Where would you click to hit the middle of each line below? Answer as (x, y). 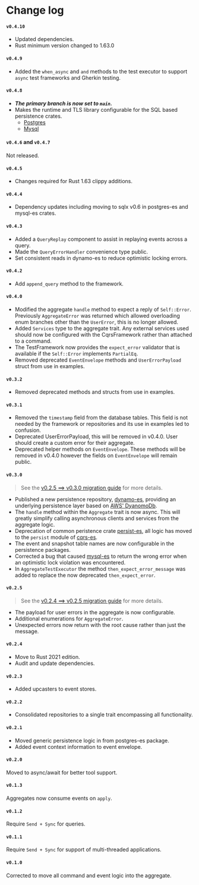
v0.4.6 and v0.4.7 (28, 142)
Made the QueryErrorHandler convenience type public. (81, 252)
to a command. (33, 341)
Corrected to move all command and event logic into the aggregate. (89, 875)
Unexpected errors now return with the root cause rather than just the (100, 624)
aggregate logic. (35, 525)
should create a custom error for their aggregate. (75, 443)
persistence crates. (38, 116)
